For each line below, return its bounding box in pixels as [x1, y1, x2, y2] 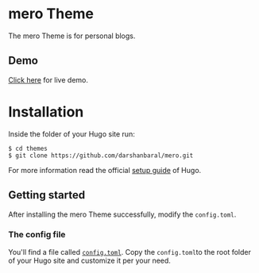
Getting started [8, 188, 86, 202]
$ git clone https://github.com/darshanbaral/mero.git [8, 152, 194, 160]
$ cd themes [8, 144, 48, 152]
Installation [8, 102, 84, 121]
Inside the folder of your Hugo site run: [8, 129, 135, 139]
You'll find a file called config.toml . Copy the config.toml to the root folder [8, 247, 252, 256]
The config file [8, 229, 66, 240]
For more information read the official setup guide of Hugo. [8, 165, 202, 175]
